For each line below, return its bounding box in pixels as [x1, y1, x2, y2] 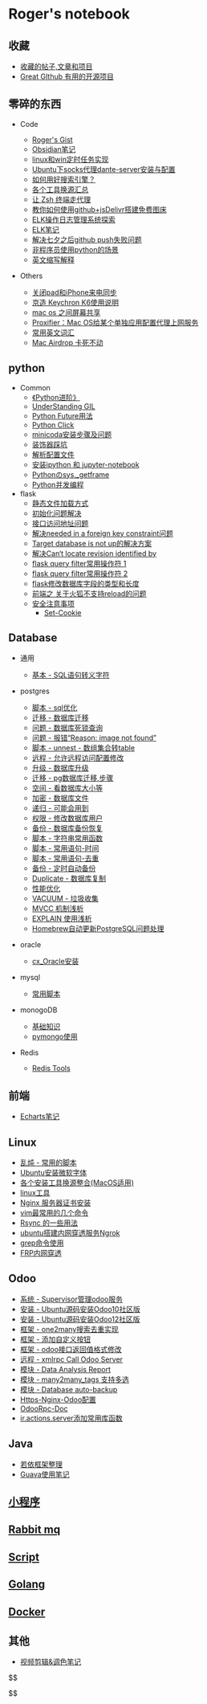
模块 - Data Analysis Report [19, 1364, 111, 1374]
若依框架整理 [19, 1459, 63, 1469]
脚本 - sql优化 [31, 703, 78, 713]
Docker [8, 1604, 46, 1619]
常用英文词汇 [31, 327, 75, 337]
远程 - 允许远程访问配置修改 [31, 753, 124, 763]
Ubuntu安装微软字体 [19, 1168, 87, 1178]
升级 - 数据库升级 [31, 763, 89, 773]
